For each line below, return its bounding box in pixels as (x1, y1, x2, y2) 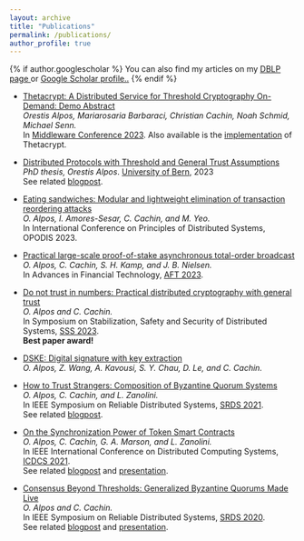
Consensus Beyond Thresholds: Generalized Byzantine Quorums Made (22, 483, 289, 494)
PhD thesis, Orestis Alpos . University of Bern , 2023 (22, 166, 214, 177)
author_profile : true (9, 38, 92, 48)
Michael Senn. (22, 120, 77, 131)
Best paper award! (22, 336, 93, 346)
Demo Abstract (58, 101, 115, 112)
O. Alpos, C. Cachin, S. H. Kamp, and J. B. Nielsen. (22, 260, 212, 271)
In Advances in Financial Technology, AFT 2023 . (22, 269, 204, 280)
